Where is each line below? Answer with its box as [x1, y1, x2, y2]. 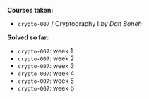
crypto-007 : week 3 [17, 62, 75, 70]
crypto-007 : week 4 [17, 70, 75, 77]
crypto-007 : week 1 [17, 47, 73, 55]
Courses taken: [7, 6, 54, 14]
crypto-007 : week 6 [17, 84, 75, 92]
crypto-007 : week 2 [17, 54, 75, 62]
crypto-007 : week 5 [17, 77, 74, 85]
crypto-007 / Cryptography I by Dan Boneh [17, 20, 143, 27]
